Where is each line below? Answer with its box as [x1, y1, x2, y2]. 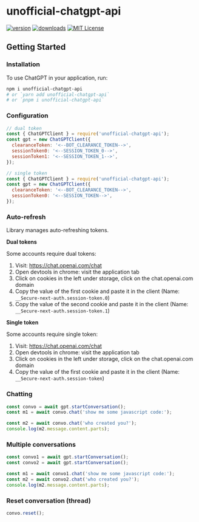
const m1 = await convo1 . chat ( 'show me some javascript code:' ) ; [6, 471, 175, 477]
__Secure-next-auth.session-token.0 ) [15, 294, 110, 301]
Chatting [6, 390, 33, 399]
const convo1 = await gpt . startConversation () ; [6, 454, 129, 460]
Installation [6, 60, 41, 69]
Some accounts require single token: [6, 331, 98, 338]
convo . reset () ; [6, 510, 45, 516]
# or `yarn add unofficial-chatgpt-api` [6, 91, 110, 98]
